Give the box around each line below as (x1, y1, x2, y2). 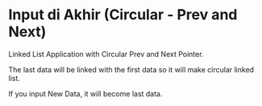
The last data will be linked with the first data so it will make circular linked (8, 64, 255, 74)
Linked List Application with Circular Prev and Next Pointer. (8, 49, 204, 59)
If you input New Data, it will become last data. (8, 88, 163, 98)
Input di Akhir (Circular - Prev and (8, 6, 238, 24)
